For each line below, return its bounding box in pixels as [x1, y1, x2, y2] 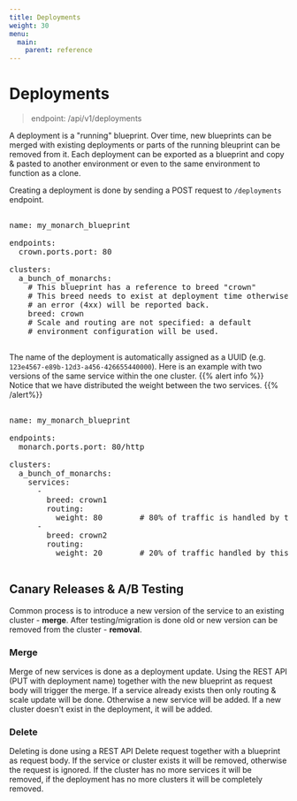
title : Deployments [9, 12, 81, 22]
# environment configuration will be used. [27, 326, 219, 337]
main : [17, 37, 38, 47]
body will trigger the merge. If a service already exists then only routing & [9, 685, 277, 696]
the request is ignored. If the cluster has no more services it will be [9, 765, 252, 775]
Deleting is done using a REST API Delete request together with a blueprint [9, 746, 281, 757]
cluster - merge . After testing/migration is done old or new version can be [9, 614, 278, 625]
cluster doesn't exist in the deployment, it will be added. [9, 704, 213, 714]
